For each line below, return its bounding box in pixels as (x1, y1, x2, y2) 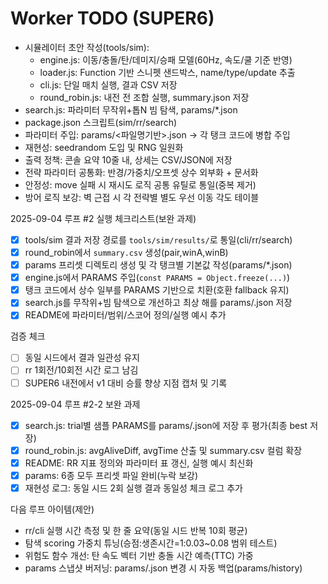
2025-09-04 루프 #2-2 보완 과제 (10, 398, 141, 410)
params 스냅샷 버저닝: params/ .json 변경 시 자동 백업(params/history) (24, 562, 303, 574)
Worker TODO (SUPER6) (10, 7, 215, 30)
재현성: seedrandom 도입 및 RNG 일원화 (24, 141, 184, 153)
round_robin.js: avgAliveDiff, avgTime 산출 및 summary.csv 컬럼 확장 (24, 444, 303, 456)
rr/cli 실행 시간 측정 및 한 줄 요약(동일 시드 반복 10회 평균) (24, 524, 248, 536)
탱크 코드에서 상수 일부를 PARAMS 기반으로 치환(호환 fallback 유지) (24, 284, 290, 296)
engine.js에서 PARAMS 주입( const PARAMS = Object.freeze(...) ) (24, 272, 291, 284)
